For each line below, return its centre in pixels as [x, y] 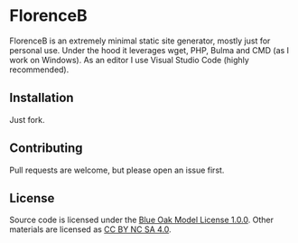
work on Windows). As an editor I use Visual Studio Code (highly [130, 60]
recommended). [39, 70]
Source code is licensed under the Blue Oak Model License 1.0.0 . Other [141, 220]
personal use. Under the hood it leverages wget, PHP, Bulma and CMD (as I [149, 50]
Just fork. [27, 119]
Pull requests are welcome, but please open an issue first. [117, 170]
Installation [42, 98]
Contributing [46, 149]
